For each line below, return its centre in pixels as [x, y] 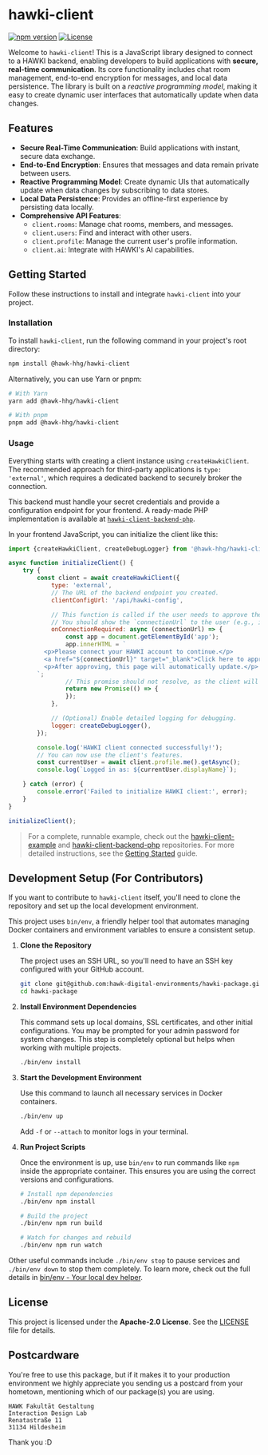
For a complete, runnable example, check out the [108, 836]
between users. [45, 173]
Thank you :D [30, 1442]
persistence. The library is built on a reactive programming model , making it [133, 86]
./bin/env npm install [57, 1201]
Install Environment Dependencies [78, 1007]
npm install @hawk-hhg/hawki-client [69, 364]
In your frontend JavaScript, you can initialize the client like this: [113, 534]
